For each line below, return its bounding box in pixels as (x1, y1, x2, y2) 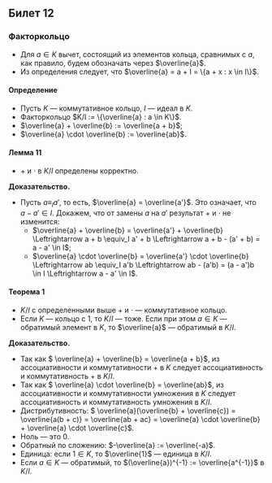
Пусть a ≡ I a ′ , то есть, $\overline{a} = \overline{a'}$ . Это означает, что (19, 198, 257, 209)
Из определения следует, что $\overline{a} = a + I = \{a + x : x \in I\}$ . (19, 67, 260, 76)
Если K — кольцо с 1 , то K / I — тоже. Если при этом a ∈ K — (19, 314, 227, 324)
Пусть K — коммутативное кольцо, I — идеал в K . (19, 103, 193, 113)
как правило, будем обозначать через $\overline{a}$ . (19, 58, 206, 67)
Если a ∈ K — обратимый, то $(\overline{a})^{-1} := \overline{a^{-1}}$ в (19, 458, 265, 468)
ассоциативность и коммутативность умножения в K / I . (19, 398, 213, 407)
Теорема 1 (8, 287, 45, 297)
